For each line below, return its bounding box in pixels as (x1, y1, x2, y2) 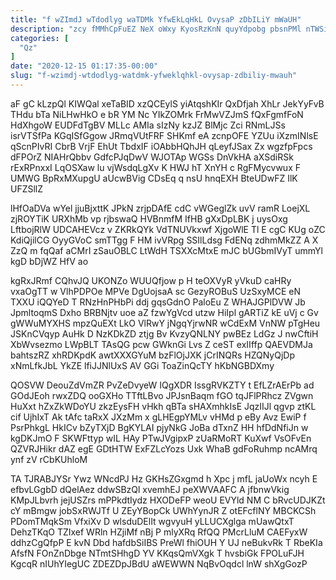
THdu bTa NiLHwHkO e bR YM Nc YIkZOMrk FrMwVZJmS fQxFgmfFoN (10, 108, 304, 120)
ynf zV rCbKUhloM (10, 453, 88, 465)
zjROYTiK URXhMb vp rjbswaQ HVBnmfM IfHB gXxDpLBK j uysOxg (10, 212, 288, 225)
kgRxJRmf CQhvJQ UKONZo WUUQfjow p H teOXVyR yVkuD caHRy (10, 274, 292, 286)
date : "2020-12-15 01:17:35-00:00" (10, 61, 159, 71)
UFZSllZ (10, 182, 44, 195)
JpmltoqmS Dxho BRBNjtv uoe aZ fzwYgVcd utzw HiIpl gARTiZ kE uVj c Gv (10, 306, 319, 318)
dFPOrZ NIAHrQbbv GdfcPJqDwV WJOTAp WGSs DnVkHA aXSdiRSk (10, 151, 294, 163)
